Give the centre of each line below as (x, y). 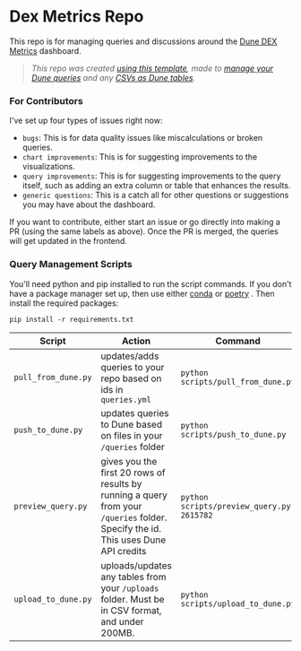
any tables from (133, 577)
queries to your (133, 367)
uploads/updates (136, 565)
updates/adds (130, 356)
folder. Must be (133, 599)
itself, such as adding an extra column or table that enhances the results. (156, 186)
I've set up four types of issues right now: (86, 121)
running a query (134, 495)
